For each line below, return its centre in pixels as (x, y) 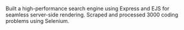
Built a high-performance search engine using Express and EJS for (88, 9)
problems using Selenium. (38, 21)
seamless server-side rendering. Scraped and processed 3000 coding (92, 15)
